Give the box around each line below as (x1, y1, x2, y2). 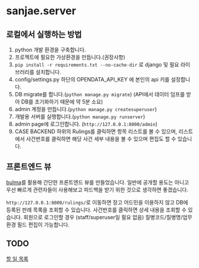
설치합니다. (35, 68, 61, 75)
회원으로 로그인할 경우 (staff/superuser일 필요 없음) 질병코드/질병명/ (23, 213, 183, 220)
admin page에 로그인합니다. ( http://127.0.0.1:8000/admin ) (14, 121, 157, 127)
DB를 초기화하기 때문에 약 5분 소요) (21, 98, 103, 105)
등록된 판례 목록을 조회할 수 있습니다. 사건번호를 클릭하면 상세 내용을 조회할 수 (6, 206, 187, 213)
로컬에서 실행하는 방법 (6, 29, 82, 39)
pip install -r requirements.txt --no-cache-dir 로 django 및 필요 (14, 61, 179, 68)
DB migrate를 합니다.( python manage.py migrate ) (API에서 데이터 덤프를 (14, 91, 185, 97)
